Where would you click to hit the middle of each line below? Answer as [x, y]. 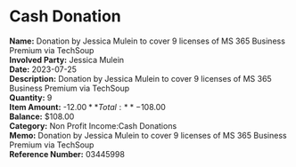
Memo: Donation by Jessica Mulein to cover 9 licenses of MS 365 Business [148, 135]
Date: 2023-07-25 [43, 69]
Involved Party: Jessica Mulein [67, 60]
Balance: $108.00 [42, 116]
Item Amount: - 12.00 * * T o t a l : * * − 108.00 [88, 107]
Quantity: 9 [31, 97]
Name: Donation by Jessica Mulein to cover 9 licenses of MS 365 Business [147, 41]
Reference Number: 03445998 [67, 154]
